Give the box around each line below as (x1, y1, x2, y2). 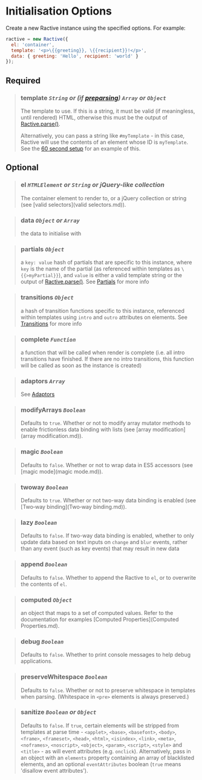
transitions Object (20, 293, 74, 301)
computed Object (20, 596, 72, 604)
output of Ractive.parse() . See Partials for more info (20, 278, 149, 286)
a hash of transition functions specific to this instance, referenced (20, 307, 185, 314)
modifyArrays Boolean (20, 406, 86, 414)
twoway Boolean (20, 483, 69, 491)
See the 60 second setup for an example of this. (20, 145, 141, 152)
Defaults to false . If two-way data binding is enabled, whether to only (20, 532, 195, 539)
